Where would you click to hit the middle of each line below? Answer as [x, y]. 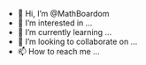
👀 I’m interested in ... [55, 23]
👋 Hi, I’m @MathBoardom [63, 14]
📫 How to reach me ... [58, 51]
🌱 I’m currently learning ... [65, 32]
